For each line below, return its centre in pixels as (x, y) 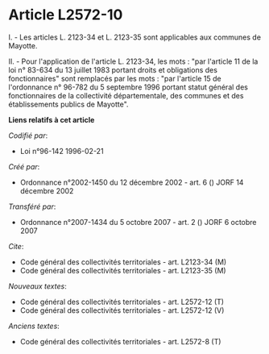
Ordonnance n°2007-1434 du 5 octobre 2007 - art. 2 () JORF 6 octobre (138, 222)
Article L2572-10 (66, 15)
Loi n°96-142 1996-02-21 (62, 151)
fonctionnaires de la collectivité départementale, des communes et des (126, 95)
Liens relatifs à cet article (52, 119)
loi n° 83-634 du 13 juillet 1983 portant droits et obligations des (113, 69)
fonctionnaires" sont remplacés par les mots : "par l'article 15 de (115, 78)
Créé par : (24, 166)
